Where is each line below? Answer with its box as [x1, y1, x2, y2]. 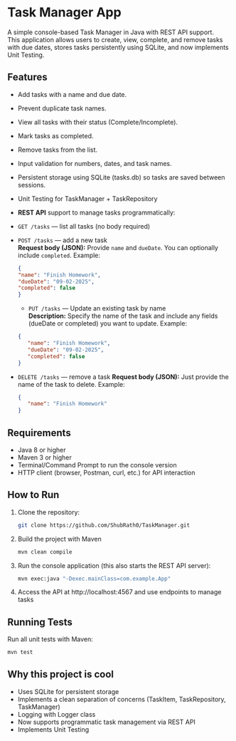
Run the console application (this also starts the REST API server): [17, 561, 211, 570]
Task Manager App [7, 4, 122, 21]
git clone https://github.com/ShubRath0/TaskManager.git [17, 522, 191, 529]
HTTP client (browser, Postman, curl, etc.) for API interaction [17, 468, 195, 477]
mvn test [7, 649, 33, 656]
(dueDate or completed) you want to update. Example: [28, 319, 187, 328]
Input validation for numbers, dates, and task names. [17, 159, 172, 167]
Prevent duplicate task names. [17, 104, 107, 113]
